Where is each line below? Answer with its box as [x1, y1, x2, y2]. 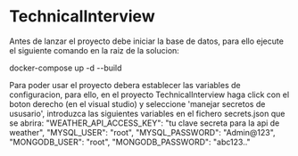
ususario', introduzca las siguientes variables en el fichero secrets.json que [9, 108, 286, 119]
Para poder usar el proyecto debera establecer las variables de [9, 79, 241, 90]
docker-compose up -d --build [9, 62, 122, 73]
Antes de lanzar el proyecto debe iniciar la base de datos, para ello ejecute [9, 36, 284, 46]
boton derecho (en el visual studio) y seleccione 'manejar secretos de [9, 98, 266, 109]
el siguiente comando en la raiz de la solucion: [9, 45, 180, 55]
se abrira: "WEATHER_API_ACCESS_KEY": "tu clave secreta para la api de [9, 118, 280, 128]
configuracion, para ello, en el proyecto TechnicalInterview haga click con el [9, 89, 290, 100]
